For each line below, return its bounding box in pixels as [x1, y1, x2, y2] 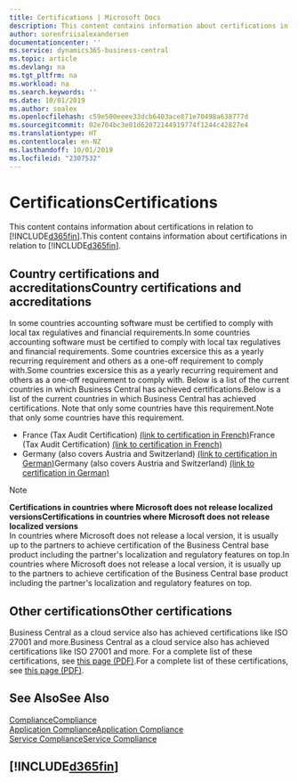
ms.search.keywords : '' [9, 87, 98, 96]
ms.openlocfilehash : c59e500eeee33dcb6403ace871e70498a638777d [9, 112, 249, 121]
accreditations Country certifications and [9, 280, 242, 295]
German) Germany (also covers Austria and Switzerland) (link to [21, 458, 255, 468]
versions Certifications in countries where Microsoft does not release [9, 511, 270, 522]
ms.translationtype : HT [9, 129, 98, 138]
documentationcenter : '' [9, 37, 101, 47]
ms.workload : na [9, 79, 69, 88]
